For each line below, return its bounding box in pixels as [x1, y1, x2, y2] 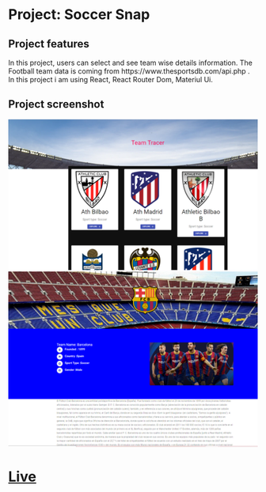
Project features [8, 37, 89, 51]
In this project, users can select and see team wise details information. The [8, 58, 253, 67]
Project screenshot [8, 97, 104, 112]
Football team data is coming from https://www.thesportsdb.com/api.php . [8, 66, 251, 76]
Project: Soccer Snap [8, 6, 150, 24]
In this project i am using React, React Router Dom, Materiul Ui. [8, 75, 214, 84]
